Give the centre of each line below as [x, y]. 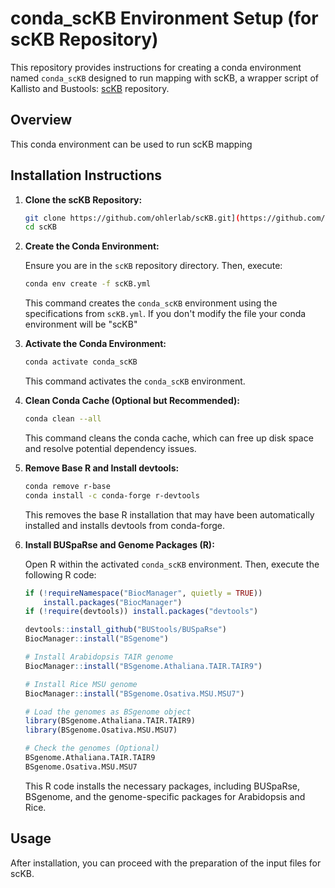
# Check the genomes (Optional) [92, 748]
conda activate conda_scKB [81, 362]
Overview [41, 120]
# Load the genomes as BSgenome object [108, 712]
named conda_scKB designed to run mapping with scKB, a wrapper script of [164, 78]
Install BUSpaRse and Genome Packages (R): [119, 544]
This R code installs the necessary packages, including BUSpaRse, [162, 786]
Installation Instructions [86, 175]
